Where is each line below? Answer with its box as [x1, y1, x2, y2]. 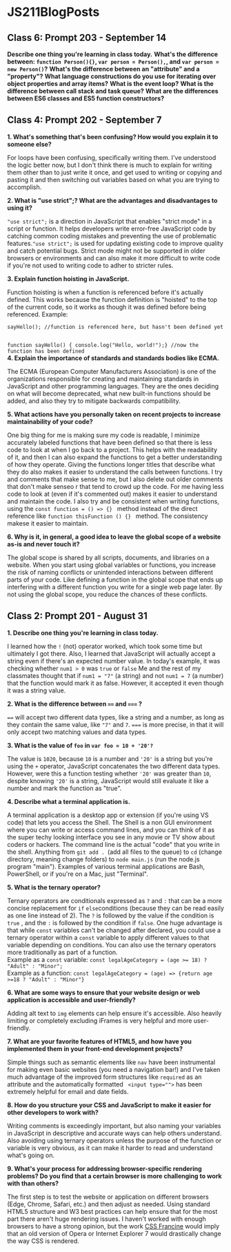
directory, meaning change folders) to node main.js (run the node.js [7, 855, 200, 863]
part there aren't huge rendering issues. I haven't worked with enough [7, 1215, 206, 1223]
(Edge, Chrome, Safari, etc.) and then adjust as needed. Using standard [7, 1199, 210, 1208]
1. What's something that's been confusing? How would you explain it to [7, 132, 219, 141]
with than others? [7, 1179, 59, 1188]
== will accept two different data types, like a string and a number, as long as [7, 713, 225, 721]
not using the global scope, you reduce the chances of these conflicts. [7, 590, 208, 598]
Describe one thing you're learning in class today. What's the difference [7, 50, 219, 58]
